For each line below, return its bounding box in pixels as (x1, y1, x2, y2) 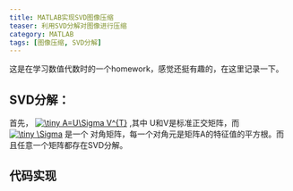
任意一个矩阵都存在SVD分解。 (16, 140, 128, 151)
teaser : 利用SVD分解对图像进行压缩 (9, 21, 127, 30)
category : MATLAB (9, 29, 74, 38)
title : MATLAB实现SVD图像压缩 (9, 12, 114, 22)
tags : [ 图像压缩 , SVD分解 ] (9, 37, 102, 47)
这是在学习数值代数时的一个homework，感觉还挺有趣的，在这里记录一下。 (9, 63, 284, 74)
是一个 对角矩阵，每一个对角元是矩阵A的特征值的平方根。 (64, 129, 277, 139)
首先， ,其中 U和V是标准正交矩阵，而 (9, 118, 240, 129)
